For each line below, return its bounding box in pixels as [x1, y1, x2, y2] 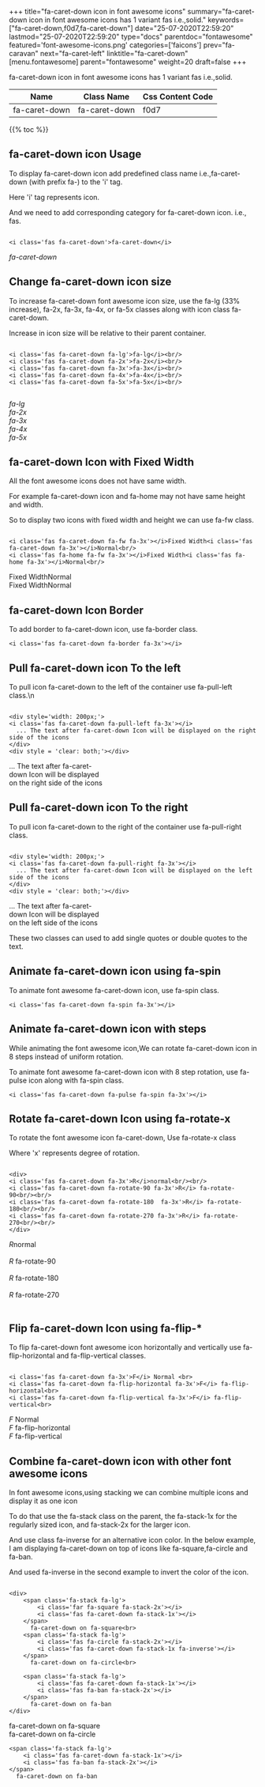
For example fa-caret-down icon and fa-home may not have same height [9, 492, 245, 501]
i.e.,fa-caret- [199, 168, 241, 178]
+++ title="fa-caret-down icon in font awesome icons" [9, 7, 186, 16]
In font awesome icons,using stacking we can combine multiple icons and [9, 1487, 249, 1497]
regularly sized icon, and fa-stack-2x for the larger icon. [9, 1520, 191, 1529]
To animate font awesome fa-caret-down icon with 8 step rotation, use [9, 1067, 239, 1076]
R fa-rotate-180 [9, 1273, 59, 1283]
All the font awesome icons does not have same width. [9, 476, 187, 485]
